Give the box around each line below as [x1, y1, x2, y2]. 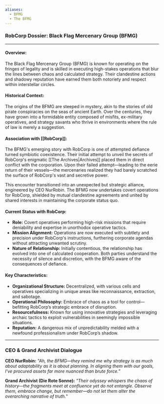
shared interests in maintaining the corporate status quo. [5, 198, 119, 203]
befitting [12, 304, 29, 310]
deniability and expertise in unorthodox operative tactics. [12, 224, 127, 230]
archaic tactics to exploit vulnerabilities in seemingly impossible [12, 314, 140, 320]
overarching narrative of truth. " [5, 393, 68, 399]
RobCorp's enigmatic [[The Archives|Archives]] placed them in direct [5, 157, 144, 163]
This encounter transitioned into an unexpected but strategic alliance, [5, 182, 145, 188]
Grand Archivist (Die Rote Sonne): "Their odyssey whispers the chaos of [5, 378, 153, 383]
